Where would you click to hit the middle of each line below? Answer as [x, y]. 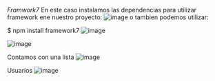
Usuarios [20, 70]
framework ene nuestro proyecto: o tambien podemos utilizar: [108, 17]
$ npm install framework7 [43, 31]
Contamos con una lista [41, 57]
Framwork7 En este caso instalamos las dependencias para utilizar [102, 10]
